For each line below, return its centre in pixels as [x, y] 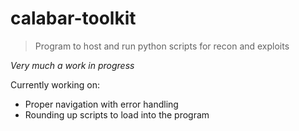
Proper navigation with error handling [101, 104]
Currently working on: [55, 84]
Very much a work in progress [72, 65]
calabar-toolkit [73, 18]
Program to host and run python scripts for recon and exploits [162, 46]
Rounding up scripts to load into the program [117, 114]
